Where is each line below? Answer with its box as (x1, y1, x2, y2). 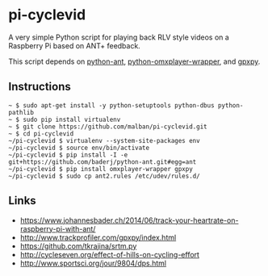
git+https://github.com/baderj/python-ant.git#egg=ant (8, 157, 197, 166)
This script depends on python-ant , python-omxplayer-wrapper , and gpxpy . (8, 56, 261, 66)
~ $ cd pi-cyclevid (8, 129, 74, 138)
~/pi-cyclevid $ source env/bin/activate (8, 144, 150, 152)
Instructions (8, 80, 71, 94)
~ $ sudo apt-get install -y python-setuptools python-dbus (8, 101, 216, 110)
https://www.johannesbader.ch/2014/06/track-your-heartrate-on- (19, 215, 239, 225)
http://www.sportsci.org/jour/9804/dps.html (19, 258, 167, 268)
